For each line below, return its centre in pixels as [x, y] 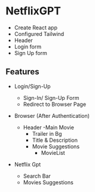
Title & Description [55, 140]
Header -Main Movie [48, 127]
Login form [28, 47]
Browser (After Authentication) [52, 115]
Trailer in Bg [47, 133]
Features [22, 72]
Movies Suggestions [48, 182]
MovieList [53, 153]
